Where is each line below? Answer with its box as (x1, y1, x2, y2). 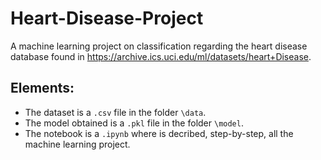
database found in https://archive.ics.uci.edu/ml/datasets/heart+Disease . (10, 50, 312, 62)
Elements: (10, 80, 75, 97)
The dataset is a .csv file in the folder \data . (24, 106, 207, 118)
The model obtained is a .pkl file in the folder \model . (24, 117, 244, 129)
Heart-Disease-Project (10, 7, 204, 30)
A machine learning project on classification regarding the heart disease (10, 40, 308, 52)
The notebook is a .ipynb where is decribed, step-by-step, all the (24, 127, 294, 139)
